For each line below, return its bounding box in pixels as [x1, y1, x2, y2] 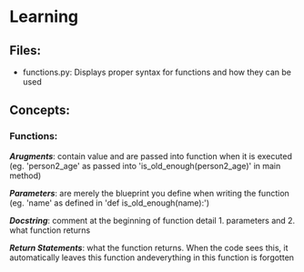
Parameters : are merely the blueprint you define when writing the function [9, 187, 289, 198]
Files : [9, 43, 41, 58]
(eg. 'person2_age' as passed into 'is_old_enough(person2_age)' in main [9, 160, 281, 171]
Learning [9, 6, 79, 27]
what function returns [9, 225, 91, 236]
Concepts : [9, 103, 70, 118]
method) [9, 170, 42, 181]
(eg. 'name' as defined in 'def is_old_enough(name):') [9, 197, 210, 208]
